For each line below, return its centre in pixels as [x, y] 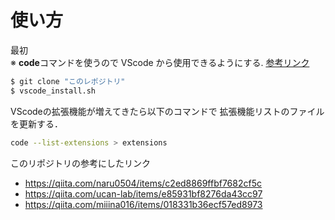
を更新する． [36, 123]
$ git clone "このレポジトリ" [68, 81]
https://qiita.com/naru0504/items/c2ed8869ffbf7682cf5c [143, 183]
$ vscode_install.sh [53, 91]
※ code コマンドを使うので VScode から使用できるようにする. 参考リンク [160, 62]
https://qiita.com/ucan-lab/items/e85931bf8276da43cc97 [143, 193]
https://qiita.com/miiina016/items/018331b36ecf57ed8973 [143, 204]
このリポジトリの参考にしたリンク [80, 163]
